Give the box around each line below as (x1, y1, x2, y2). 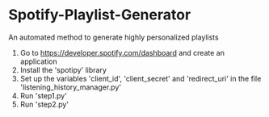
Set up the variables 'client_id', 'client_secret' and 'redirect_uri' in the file (19, 73, 262, 83)
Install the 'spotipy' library (19, 65, 107, 74)
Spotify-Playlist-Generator (8, 6, 191, 24)
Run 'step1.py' (19, 90, 67, 100)
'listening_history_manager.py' (19, 82, 121, 92)
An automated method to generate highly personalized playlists (8, 32, 220, 42)
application (19, 56, 58, 66)
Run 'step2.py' (19, 99, 69, 109)
